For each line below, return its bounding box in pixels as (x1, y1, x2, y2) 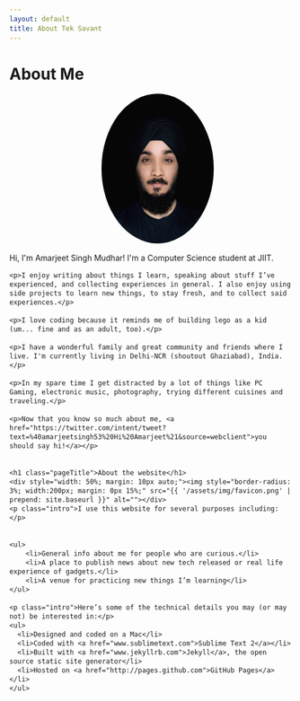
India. (258, 352, 283, 361)
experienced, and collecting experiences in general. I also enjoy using (9, 280, 292, 289)
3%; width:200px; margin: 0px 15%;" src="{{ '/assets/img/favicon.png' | (9, 486, 292, 495)
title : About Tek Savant (9, 23, 102, 33)
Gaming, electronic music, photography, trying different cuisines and (9, 388, 283, 397)
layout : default (9, 14, 70, 23)
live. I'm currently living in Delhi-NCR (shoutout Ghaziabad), (9, 352, 255, 361)
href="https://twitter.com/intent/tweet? (9, 424, 167, 433)
